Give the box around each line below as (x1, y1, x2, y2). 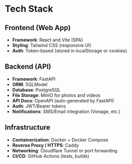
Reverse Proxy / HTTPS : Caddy (12, 142, 80, 148)
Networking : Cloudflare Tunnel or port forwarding (12, 147, 118, 153)
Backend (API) (5, 62, 51, 71)
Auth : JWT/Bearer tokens (12, 103, 66, 109)
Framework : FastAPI (12, 76, 56, 82)
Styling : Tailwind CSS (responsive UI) (12, 42, 92, 48)
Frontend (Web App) (5, 23, 71, 32)
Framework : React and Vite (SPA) (12, 37, 84, 43)
